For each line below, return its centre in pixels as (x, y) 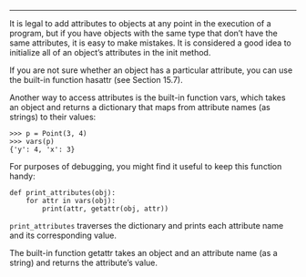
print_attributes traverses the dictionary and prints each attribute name (147, 226)
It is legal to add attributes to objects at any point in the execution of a (140, 23)
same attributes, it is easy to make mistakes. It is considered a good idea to (150, 43)
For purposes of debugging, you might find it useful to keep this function (146, 166)
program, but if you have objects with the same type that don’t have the (143, 33)
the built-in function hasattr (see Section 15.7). (97, 80)
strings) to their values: (53, 117)
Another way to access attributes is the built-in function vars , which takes (148, 97)
